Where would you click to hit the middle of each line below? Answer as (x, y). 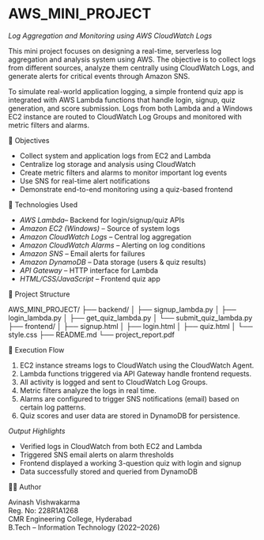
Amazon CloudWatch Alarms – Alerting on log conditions (112, 245)
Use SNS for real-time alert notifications (85, 181)
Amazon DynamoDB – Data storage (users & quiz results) (113, 262)
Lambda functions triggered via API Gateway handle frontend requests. (136, 373)
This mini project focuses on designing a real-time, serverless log (115, 51)
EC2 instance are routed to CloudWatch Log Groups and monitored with (125, 116)
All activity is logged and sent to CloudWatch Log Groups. (113, 382)
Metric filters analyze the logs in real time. (88, 390)
